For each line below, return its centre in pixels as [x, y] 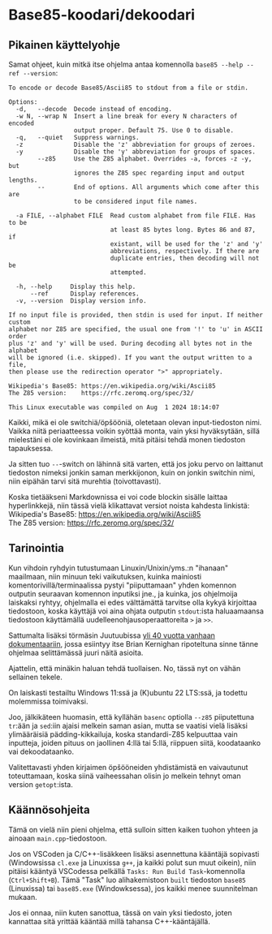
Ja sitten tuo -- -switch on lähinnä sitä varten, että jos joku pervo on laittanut [136, 464]
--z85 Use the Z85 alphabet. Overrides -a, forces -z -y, [145, 159]
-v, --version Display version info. [82, 301]
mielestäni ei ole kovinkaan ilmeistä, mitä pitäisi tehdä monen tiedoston [127, 439]
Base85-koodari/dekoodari [102, 15]
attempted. [129, 273]
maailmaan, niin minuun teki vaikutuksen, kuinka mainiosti [105, 576]
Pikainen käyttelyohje [64, 45]
